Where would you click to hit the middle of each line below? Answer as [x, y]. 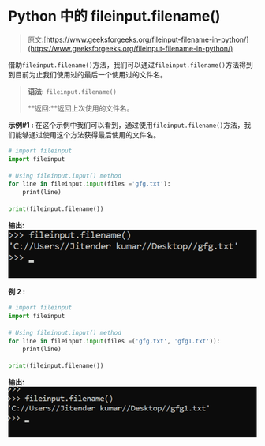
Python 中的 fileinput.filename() [114, 16]
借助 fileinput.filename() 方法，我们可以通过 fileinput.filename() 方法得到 [131, 65]
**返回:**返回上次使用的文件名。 [80, 108]
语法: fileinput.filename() [72, 91]
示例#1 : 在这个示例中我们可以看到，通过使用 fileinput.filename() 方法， [126, 125]
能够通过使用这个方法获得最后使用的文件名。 [87, 134]
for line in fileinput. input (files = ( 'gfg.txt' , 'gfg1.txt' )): [114, 341]
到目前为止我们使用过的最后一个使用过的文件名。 [88, 74]
